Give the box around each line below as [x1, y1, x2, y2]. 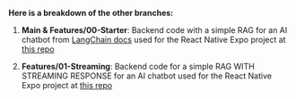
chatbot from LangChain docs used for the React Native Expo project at [21, 35, 286, 45]
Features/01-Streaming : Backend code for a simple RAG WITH [21, 62, 255, 71]
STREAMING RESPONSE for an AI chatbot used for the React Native [21, 70, 273, 81]
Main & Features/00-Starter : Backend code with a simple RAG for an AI [21, 25, 288, 35]
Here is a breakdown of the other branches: [8, 8, 174, 18]
